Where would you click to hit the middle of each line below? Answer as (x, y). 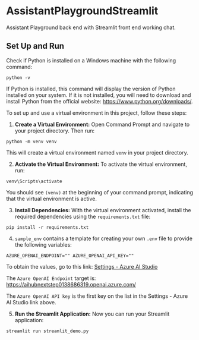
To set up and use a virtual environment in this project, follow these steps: (97, 113)
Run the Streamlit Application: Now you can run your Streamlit (92, 314)
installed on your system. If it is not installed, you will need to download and (99, 95)
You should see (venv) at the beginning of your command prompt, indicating (99, 192)
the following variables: (43, 244)
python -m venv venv (32, 141)
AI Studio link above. (31, 302)
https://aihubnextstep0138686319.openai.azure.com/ (71, 284)
